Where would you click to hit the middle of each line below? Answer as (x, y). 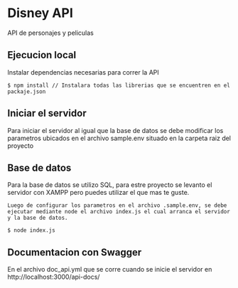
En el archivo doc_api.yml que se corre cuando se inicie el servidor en (110, 270)
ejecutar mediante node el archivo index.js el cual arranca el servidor (119, 212)
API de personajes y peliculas (51, 33)
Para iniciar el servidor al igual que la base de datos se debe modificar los (115, 130)
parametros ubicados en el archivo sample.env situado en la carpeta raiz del (119, 138)
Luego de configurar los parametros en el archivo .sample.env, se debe (117, 206)
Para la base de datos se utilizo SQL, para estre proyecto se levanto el (110, 185)
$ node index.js (31, 230)
